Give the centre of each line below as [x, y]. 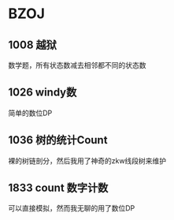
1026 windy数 [43, 93]
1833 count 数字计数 [58, 188]
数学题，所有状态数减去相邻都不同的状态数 [77, 65]
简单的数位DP [30, 113]
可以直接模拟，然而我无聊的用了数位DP [72, 208]
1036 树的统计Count [58, 140]
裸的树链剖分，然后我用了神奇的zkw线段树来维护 [87, 160]
